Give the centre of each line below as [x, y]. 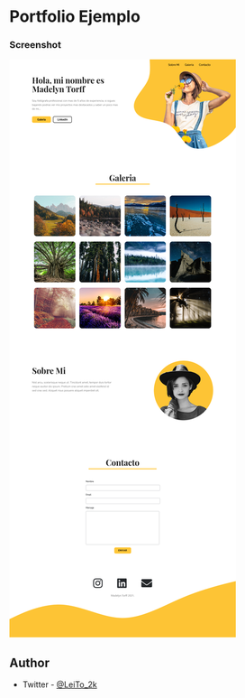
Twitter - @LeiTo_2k [59, 684]
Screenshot [35, 45]
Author [29, 662]
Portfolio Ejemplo [75, 17]
